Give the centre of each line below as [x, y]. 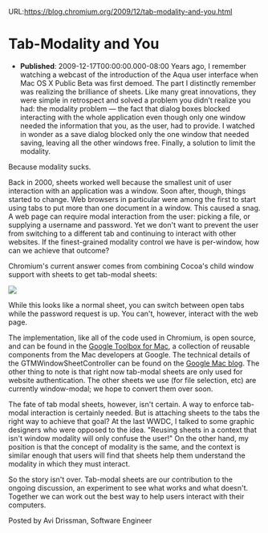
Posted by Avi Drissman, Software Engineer [80, 520]
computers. [27, 505]
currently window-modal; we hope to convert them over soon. [111, 389]
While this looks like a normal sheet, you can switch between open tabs [126, 305]
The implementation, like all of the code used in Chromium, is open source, [132, 337]
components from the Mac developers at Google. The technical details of [129, 354]
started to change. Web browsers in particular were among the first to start [132, 199]
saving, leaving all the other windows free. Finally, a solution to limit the [138, 143]
